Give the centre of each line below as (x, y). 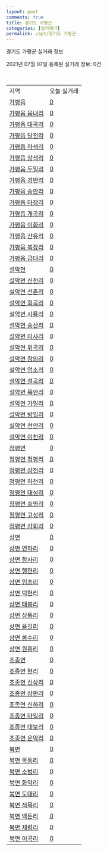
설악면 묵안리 (26, 392)
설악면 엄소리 (26, 370)
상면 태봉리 (24, 605)
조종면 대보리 (26, 727)
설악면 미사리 (26, 337)
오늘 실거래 (64, 91)
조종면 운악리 (26, 739)
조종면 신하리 (26, 705)
